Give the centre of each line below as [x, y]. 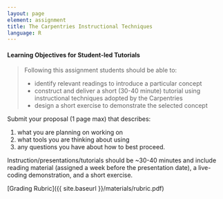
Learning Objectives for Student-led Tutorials [74, 55]
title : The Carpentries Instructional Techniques [80, 26]
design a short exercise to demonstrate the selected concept [121, 106]
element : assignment [37, 20]
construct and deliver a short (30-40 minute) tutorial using [117, 91]
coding [17, 175]
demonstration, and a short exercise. [81, 175]
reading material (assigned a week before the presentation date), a [102, 168]
